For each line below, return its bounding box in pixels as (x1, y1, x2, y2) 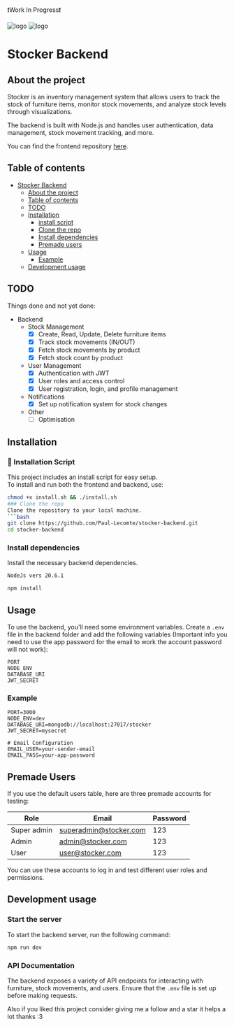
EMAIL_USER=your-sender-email (7, 746, 96, 753)
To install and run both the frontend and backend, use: (7, 480, 164, 488)
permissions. (7, 874, 45, 882)
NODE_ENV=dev (7, 715, 45, 722)
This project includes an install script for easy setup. (7, 473, 158, 481)
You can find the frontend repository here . (7, 142, 129, 150)
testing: (7, 797, 29, 806)
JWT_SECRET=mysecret (7, 727, 68, 734)
